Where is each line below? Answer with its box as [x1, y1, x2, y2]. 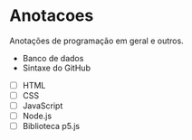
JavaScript [22, 100, 63, 111]
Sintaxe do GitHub [22, 62, 91, 73]
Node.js [22, 110, 53, 122]
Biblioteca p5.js [22, 121, 80, 132]
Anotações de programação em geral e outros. [9, 35, 184, 46]
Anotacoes [9, 5, 94, 26]
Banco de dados [22, 52, 84, 63]
